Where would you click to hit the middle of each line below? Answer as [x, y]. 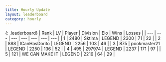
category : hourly [23, 19]
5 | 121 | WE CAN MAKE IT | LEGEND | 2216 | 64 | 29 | [60, 54]
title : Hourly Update [28, 10]
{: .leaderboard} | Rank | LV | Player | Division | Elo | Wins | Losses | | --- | [81, 33]
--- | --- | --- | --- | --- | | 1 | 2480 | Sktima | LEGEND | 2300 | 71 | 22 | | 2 [86, 38]
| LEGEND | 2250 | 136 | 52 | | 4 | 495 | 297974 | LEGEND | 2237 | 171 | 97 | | [83, 49]
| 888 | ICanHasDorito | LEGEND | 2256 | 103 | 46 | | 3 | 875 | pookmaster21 [83, 44]
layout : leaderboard [27, 14]
